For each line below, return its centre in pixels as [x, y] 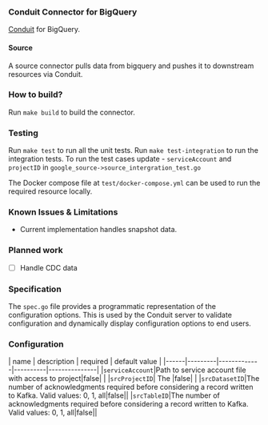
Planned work [36, 251]
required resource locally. [50, 191]
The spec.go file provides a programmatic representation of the [112, 307]
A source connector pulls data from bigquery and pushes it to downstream [131, 66]
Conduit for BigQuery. [44, 30]
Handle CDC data [48, 267]
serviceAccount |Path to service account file [174, 370]
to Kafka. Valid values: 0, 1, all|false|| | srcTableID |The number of [114, 395]
